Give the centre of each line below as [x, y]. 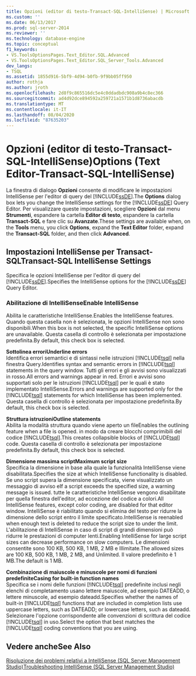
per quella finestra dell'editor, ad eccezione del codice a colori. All [85, 499]
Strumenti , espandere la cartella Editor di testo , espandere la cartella [90, 215]
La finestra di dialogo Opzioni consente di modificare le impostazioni [89, 190]
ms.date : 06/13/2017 [31, 22]
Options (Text [126, 162]
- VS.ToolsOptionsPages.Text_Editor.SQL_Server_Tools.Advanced [85, 60]
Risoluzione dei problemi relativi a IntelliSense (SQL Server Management [93, 660]
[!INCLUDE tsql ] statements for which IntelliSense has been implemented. [94, 395]
